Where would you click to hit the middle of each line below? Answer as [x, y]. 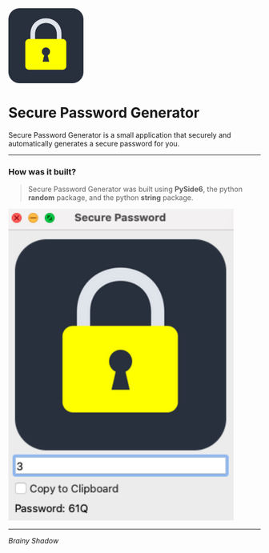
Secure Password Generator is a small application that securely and [120, 134]
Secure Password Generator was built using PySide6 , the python [135, 189]
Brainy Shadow [34, 541]
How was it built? [42, 171]
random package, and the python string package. [110, 198]
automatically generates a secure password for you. [94, 143]
